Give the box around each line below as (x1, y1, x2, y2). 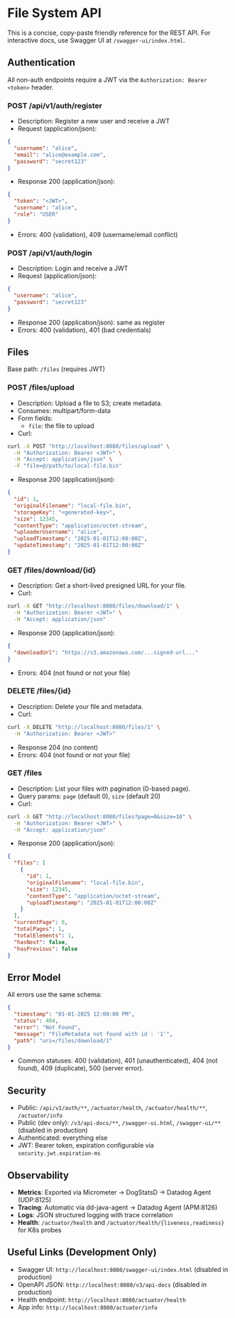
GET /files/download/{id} (7, 565, 97, 575)
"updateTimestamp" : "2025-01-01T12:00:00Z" (13, 542, 144, 549)
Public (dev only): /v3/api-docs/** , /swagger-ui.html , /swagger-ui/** (17, 1119, 222, 1127)
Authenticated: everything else (17, 1133, 108, 1142)
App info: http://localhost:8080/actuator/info (17, 1302, 158, 1311)
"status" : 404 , (13, 1017, 59, 1025)
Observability (7, 1169, 70, 1181)
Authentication (7, 57, 76, 69)
